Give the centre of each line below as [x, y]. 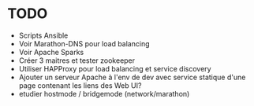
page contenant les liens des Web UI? [80, 85]
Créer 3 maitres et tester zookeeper [77, 60]
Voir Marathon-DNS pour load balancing [84, 43]
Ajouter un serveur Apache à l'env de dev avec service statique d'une [132, 77]
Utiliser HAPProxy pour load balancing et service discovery [115, 68]
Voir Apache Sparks [51, 52]
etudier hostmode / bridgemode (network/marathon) [104, 93]
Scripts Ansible [43, 35]
